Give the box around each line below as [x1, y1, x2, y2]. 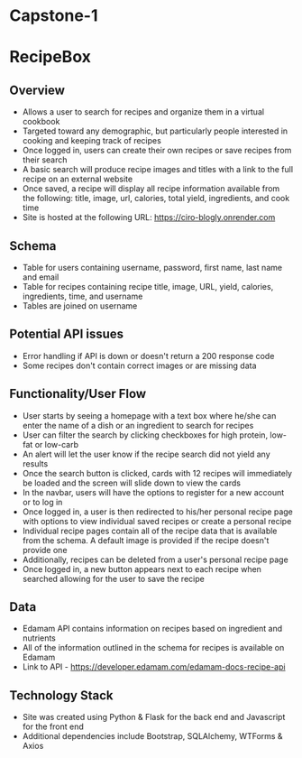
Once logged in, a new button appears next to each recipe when [22, 563, 261, 574]
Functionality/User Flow [9, 386, 147, 402]
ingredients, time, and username [22, 291, 143, 301]
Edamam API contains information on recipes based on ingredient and [22, 624, 283, 634]
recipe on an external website [22, 173, 133, 185]
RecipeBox [9, 47, 92, 68]
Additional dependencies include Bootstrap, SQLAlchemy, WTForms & [22, 731, 283, 742]
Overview [9, 82, 66, 97]
